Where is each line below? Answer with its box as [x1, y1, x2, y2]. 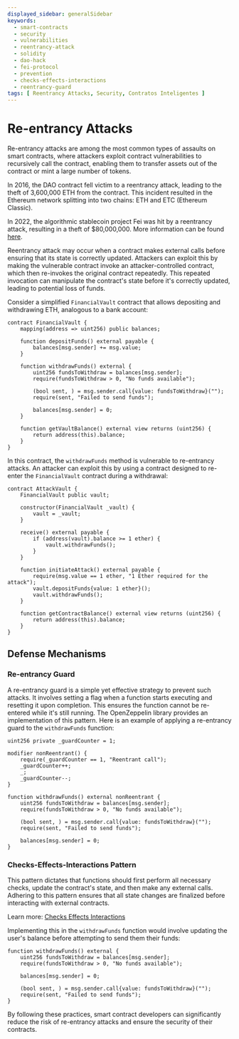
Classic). [7, 204, 33, 212]
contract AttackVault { [7, 485, 78, 492]
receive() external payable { [20, 529, 110, 537]
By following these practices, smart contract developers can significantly [7, 1010, 222, 1019]
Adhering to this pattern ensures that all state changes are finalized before [7, 891, 225, 900]
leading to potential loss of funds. [7, 284, 105, 293]
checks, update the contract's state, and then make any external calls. [7, 884, 213, 892]
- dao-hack [14, 57, 46, 64]
